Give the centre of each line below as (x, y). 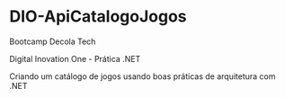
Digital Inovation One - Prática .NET (75, 58)
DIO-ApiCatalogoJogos (98, 17)
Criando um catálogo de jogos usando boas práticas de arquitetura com (142, 76)
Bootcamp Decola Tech (53, 41)
